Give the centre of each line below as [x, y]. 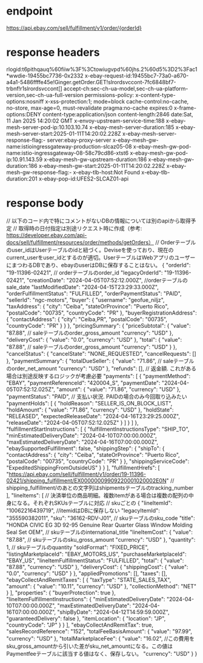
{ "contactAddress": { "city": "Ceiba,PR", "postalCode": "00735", [87, 319]
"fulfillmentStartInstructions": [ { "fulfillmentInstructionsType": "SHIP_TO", [98, 429]
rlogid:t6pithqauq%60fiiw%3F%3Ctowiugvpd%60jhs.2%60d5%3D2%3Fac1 [102, 69]
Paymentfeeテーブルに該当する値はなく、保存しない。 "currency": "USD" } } [102, 653]
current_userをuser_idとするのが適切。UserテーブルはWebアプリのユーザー [101, 257]
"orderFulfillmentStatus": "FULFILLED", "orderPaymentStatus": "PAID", [94, 293]
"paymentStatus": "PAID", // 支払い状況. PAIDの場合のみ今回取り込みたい [97, 396]
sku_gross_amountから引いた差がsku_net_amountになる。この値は [89, 646]
